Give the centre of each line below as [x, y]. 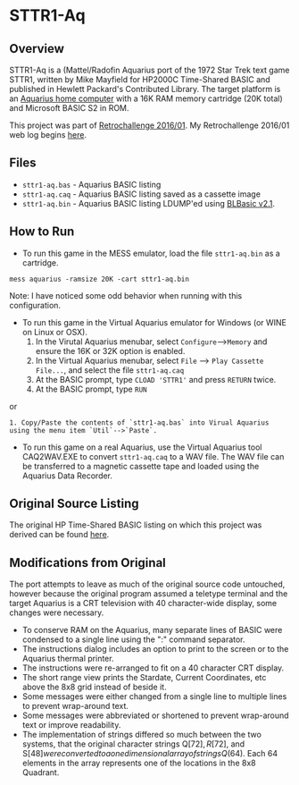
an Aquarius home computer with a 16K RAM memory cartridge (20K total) [146, 98]
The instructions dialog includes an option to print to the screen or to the [155, 649]
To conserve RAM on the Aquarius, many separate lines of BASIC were [152, 630]
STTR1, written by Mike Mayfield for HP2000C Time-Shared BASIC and [140, 80]
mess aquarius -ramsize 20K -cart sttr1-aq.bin [100, 279]
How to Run [42, 232]
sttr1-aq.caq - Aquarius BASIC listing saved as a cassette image [141, 194]
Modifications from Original [88, 563]
